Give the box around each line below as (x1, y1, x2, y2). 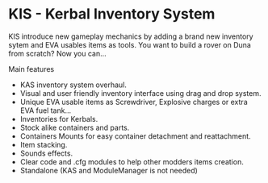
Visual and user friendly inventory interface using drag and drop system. (19, 88, 262, 98)
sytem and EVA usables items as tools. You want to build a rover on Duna (8, 40, 252, 49)
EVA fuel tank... (19, 106, 72, 115)
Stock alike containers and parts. (19, 123, 130, 132)
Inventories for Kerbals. (19, 114, 98, 123)
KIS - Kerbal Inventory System (8, 5, 216, 23)
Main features (8, 64, 55, 73)
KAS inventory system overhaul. (19, 80, 128, 89)
